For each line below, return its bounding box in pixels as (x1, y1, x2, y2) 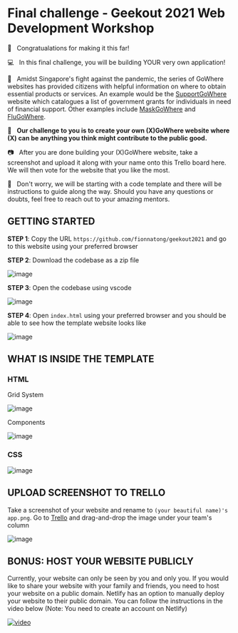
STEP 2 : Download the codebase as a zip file (7, 255, 140, 264)
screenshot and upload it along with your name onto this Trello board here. (7, 158, 227, 167)
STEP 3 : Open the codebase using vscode (7, 283, 132, 292)
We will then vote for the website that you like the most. (7, 165, 170, 174)
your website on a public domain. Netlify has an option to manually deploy (7, 590, 224, 598)
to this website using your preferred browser (7, 242, 138, 250)
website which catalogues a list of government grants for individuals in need (7, 97, 232, 105)
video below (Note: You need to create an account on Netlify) (7, 604, 187, 613)
